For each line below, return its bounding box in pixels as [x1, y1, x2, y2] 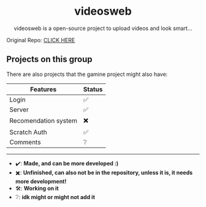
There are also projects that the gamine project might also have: [6, 70, 168, 78]
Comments [9, 138, 41, 146]
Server [9, 105, 29, 114]
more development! [15, 178, 67, 185]
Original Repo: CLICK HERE [6, 36, 75, 43]
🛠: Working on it [15, 184, 59, 192]
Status [83, 85, 103, 93]
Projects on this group [6, 54, 93, 65]
